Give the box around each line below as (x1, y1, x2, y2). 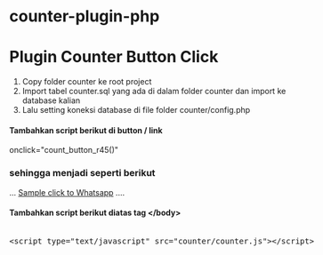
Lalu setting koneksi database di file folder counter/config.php (21, 105, 251, 116)
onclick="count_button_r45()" (9, 145, 118, 155)
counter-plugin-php (9, 6, 160, 27)
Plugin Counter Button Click (9, 47, 219, 68)
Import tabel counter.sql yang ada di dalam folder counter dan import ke (21, 86, 287, 97)
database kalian (21, 95, 81, 106)
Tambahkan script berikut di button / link (9, 124, 163, 135)
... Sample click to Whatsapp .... (9, 187, 125, 197)
